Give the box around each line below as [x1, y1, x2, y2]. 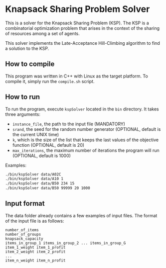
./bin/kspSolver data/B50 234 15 [5, 181, 75, 186]
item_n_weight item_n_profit [5, 258, 66, 263]
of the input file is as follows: [5, 218, 64, 224]
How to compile [5, 60, 55, 68]
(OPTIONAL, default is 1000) [12, 153, 71, 159]
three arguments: [5, 111, 41, 117]
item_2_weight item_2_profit [5, 249, 66, 254]
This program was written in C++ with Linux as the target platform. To [5, 73, 148, 79]
